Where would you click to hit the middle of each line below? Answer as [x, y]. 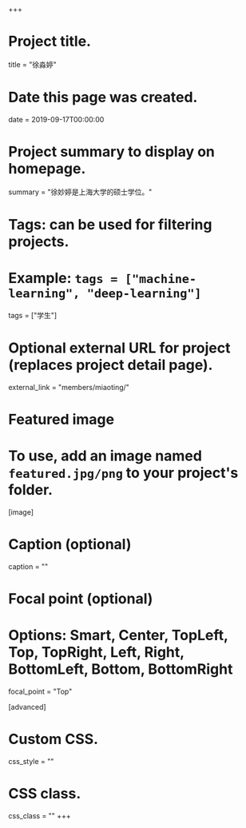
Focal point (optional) [81, 599]
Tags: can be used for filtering [110, 225]
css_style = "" [31, 761]
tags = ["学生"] [33, 315]
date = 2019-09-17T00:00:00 [56, 119]
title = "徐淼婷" [33, 64]
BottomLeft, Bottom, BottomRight [121, 669]
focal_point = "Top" [40, 691]
